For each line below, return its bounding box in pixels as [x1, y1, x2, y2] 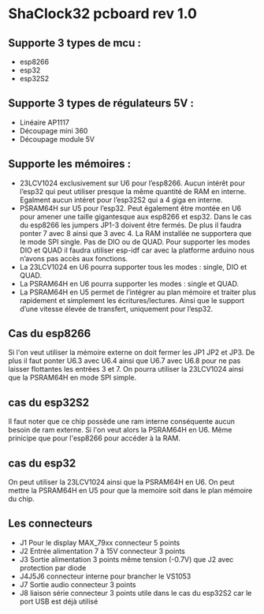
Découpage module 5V [19, 134, 95, 144]
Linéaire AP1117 [19, 118, 69, 127]
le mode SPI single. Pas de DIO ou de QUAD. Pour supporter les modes [19, 237, 251, 246]
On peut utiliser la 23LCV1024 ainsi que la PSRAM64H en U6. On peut [8, 477, 235, 487]
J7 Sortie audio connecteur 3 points [19, 579, 136, 589]
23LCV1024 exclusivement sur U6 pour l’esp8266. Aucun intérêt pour [19, 178, 246, 188]
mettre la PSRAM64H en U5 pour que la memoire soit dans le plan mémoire [8, 486, 253, 496]
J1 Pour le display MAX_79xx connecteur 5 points [19, 537, 180, 547]
